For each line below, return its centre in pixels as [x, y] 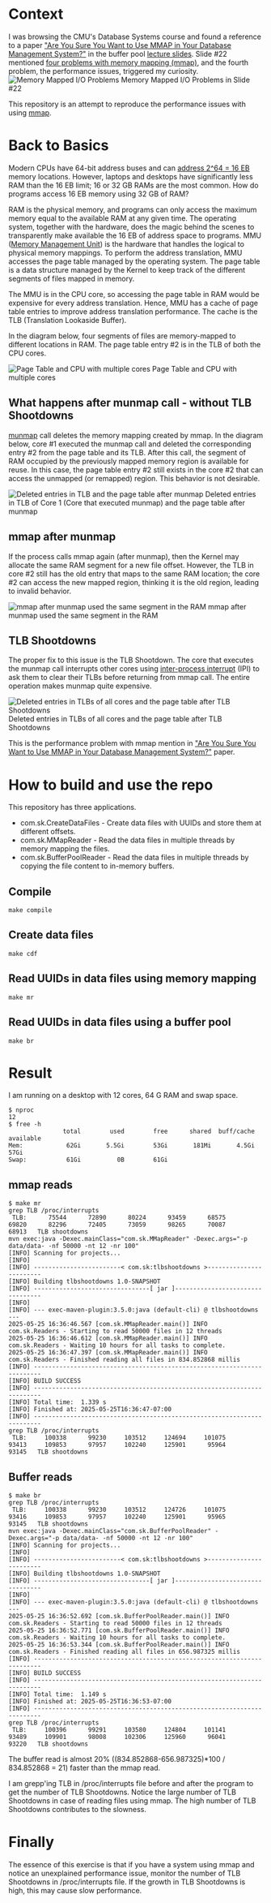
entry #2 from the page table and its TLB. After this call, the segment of [127, 452]
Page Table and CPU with [195, 368]
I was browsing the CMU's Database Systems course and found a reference [135, 37]
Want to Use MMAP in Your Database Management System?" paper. [122, 752]
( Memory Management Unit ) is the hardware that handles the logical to [127, 243]
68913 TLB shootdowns [49, 1232]
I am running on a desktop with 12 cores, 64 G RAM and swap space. [123, 1096]
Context [36, 14]
